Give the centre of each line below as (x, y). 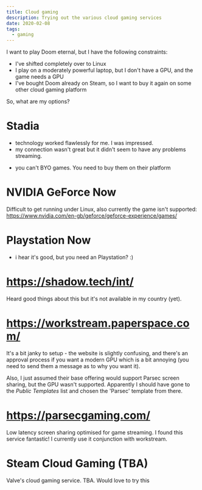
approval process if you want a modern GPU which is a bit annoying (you (98, 360)
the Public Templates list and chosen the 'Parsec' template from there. (94, 391)
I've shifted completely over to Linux (61, 64)
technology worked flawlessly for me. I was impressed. (84, 143)
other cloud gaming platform (51, 90)
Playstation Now (49, 240)
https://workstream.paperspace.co (98, 323)
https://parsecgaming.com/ (78, 416)
